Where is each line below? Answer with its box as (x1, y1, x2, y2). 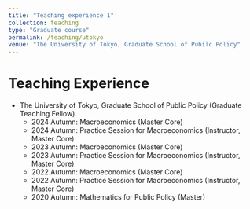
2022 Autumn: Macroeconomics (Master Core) (31, 167, 183, 177)
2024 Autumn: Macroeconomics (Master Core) (31, 117, 183, 126)
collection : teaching (8, 19, 79, 27)
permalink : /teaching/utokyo (8, 33, 104, 42)
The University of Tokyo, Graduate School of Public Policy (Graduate (19, 101, 242, 110)
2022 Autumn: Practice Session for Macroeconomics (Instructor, (31, 176, 241, 185)
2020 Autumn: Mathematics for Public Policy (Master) (31, 192, 206, 202)
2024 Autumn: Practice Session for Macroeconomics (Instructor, (31, 126, 241, 135)
